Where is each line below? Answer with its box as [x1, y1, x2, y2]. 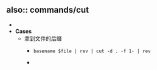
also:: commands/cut [6, 5, 89, 15]
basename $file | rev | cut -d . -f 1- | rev [33, 48, 151, 54]
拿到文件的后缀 [24, 35, 62, 42]
